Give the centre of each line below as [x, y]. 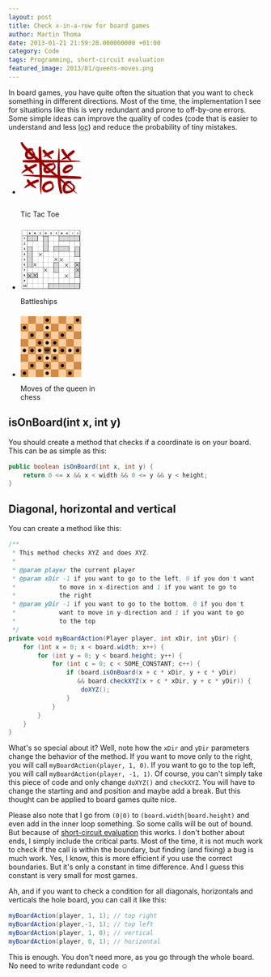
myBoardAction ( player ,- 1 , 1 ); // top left [81, 924]
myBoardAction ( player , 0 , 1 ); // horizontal [85, 941]
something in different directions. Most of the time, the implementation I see [135, 101]
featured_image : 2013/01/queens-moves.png [81, 69]
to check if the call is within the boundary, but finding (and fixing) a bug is [131, 850]
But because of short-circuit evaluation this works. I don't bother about [127, 833]
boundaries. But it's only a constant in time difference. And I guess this [126, 867]
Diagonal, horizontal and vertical [92, 509]
